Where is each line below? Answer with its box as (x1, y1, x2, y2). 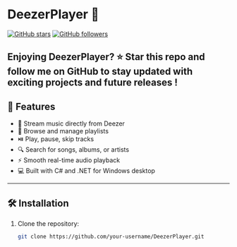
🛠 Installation (7, 197, 69, 209)
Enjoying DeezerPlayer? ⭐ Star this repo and (7, 51, 206, 63)
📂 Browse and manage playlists (17, 127, 109, 135)
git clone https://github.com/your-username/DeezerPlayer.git (17, 233, 205, 240)
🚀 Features (7, 100, 56, 112)
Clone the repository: (17, 219, 80, 228)
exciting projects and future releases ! (7, 77, 178, 89)
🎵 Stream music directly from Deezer (17, 119, 126, 128)
